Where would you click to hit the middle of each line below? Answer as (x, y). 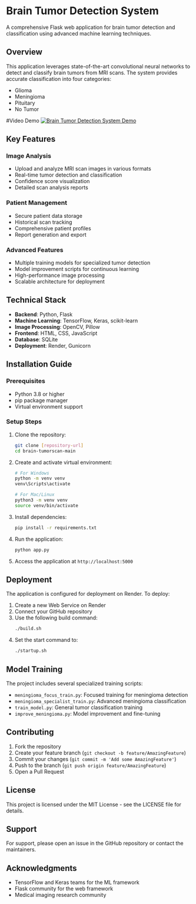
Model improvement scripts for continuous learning (77, 269)
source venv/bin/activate (46, 505)
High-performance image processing (59, 275)
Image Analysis (29, 156)
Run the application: (39, 539)
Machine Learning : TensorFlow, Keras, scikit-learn (76, 321)
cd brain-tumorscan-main (45, 451)
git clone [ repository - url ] (49, 445)
